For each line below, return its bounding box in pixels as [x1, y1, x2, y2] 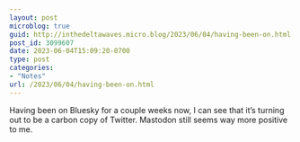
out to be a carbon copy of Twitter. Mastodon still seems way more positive [9, 114, 288, 125]
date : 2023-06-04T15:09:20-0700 [9, 47, 130, 56]
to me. [9, 123, 33, 135]
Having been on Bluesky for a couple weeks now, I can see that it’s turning [9, 104, 285, 115]
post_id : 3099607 [9, 38, 75, 48]
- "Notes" [9, 72, 47, 81]
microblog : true [9, 22, 70, 31]
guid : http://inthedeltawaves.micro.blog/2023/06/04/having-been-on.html [9, 30, 292, 39]
